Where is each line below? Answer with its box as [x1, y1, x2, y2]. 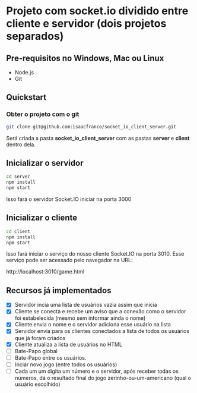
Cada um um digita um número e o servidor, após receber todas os [14, 367, 179, 375]
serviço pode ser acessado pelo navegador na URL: [6, 257, 133, 264]
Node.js [14, 69, 34, 76]
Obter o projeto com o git [6, 110, 80, 118]
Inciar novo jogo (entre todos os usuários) [14, 361, 117, 368]
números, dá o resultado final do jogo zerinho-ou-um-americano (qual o [14, 374, 192, 381]
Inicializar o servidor [6, 158, 84, 168]
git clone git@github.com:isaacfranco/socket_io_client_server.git [6, 124, 177, 130]
